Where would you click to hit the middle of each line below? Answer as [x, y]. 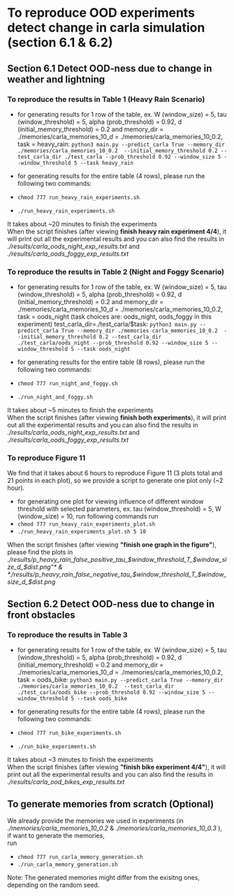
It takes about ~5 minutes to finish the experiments [80, 410]
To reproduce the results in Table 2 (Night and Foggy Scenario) [116, 272]
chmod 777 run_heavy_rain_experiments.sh [78, 197]
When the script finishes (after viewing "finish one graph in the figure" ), [112, 545]
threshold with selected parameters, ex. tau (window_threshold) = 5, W [119, 509]
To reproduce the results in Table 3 [67, 635]
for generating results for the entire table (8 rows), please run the [111, 362]
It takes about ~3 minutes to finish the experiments [80, 760]
